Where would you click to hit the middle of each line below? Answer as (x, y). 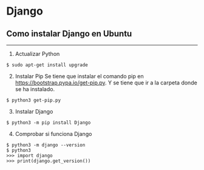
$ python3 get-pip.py (34, 100)
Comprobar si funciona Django (53, 134)
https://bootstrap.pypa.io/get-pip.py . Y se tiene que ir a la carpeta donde (106, 83)
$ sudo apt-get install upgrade (47, 65)
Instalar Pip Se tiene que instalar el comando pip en (79, 76)
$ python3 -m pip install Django (49, 123)
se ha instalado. (35, 89)
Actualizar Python (37, 54)
